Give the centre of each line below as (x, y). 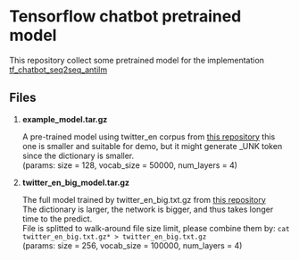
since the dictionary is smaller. (78, 155)
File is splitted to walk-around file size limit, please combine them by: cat (156, 228)
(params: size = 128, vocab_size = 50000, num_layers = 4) (130, 165)
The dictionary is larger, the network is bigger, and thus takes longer (148, 209)
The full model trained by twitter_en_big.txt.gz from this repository (144, 199)
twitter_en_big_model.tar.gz (76, 182)
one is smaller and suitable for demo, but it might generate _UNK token (152, 146)
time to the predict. (57, 218)
